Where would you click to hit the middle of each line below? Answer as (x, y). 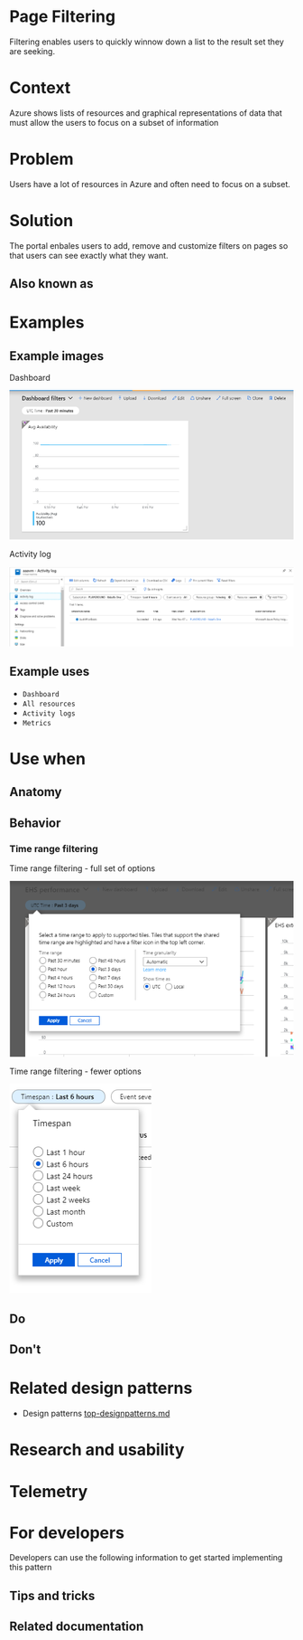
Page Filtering (62, 17)
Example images (57, 356)
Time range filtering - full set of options (83, 868)
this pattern (31, 1568)
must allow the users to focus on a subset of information (114, 122)
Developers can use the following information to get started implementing (146, 1558)
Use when (47, 758)
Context (40, 88)
